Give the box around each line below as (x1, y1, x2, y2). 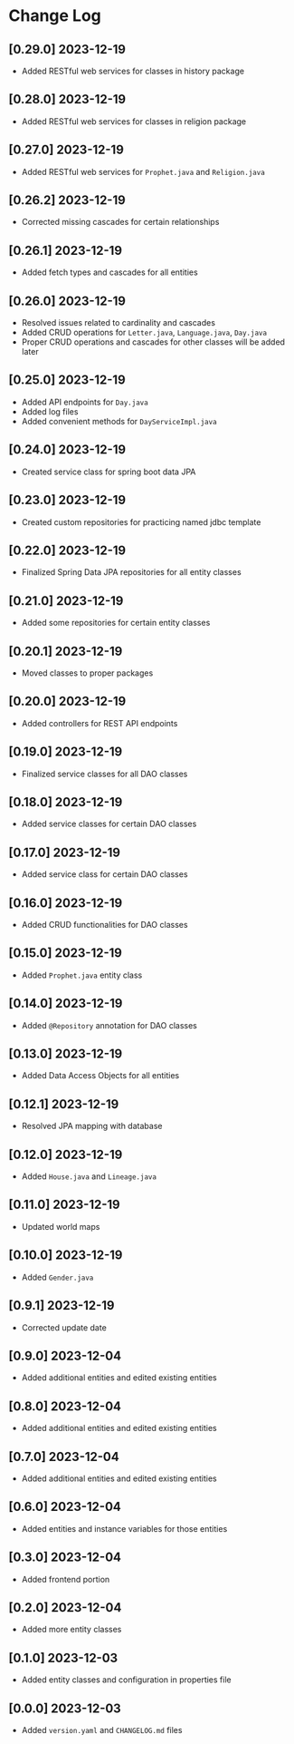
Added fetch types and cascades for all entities (21, 267, 198, 278)
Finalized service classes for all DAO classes (21, 768, 188, 779)
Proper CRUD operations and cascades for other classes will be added (21, 336, 286, 347)
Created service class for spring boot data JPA (21, 466, 196, 477)
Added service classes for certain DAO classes (21, 818, 197, 830)
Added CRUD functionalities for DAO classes (21, 920, 188, 930)
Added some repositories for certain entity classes (21, 618, 211, 628)
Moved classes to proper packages (21, 667, 154, 678)
